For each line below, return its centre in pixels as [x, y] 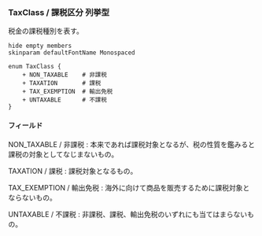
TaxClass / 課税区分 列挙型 [59, 12]
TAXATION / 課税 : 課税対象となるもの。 [73, 171]
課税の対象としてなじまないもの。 [63, 154]
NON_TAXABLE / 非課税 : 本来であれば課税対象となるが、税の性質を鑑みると [132, 144]
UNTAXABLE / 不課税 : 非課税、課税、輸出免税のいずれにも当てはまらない [128, 214]
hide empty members [40, 46]
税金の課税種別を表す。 [46, 31]
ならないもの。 [32, 197]
